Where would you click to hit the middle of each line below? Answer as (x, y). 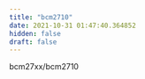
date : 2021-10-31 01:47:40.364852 (73, 25)
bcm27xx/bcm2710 (44, 67)
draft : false (33, 42)
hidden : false (35, 33)
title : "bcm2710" (41, 17)
